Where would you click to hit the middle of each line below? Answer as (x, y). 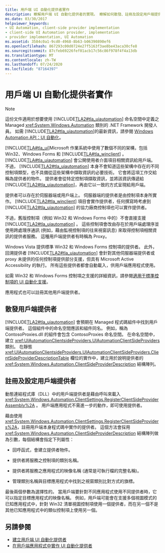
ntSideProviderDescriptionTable (37, 358)
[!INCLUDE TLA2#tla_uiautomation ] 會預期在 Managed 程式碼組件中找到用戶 (82, 322)
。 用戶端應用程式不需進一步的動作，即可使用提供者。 (90, 405)
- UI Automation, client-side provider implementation (62, 28)
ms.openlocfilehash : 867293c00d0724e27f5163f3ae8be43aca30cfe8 (71, 46)
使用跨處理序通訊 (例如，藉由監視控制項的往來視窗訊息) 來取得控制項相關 (79, 230)
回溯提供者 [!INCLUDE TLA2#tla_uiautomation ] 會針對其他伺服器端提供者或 (80, 253)
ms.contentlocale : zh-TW (30, 60)
